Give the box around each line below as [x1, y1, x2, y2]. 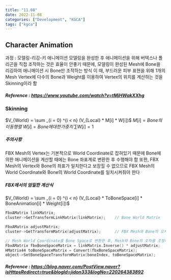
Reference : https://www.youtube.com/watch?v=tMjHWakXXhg [5, 92, 145, 98]
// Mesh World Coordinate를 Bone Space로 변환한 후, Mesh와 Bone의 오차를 [5, 238, 156, 243]
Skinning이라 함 [5, 80, 37, 87]
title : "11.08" [5, 7, 38, 13]
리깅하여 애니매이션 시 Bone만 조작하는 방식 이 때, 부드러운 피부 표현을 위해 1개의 [5, 67, 166, 74]
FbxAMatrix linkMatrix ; [5, 210, 56, 216]
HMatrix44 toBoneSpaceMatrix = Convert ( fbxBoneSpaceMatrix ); [5, 248, 138, 253]
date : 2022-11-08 [5, 12, 42, 17]
